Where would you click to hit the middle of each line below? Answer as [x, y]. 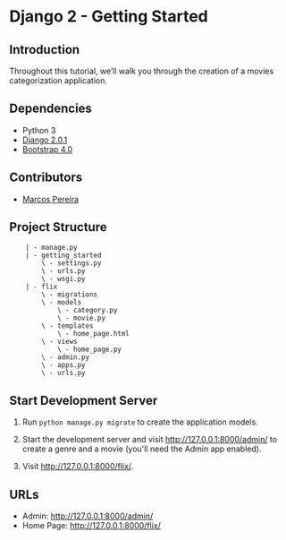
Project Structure [58, 227]
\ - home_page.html [93, 334]
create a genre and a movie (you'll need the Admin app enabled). [142, 449]
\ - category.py [87, 311]
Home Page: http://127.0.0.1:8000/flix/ [91, 526]
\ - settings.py [71, 263]
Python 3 [39, 130]
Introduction [45, 50]
